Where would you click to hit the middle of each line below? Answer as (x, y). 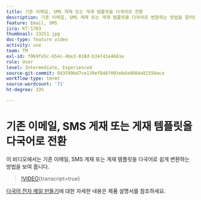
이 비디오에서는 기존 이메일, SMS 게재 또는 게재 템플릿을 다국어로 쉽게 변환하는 (98, 159)
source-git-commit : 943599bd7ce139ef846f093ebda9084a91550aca (85, 73)
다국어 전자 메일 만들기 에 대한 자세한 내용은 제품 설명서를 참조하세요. (86, 191)
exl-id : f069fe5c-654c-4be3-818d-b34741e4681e (65, 56)
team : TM (17, 51)
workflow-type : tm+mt (33, 78)
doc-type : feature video (37, 40)
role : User (20, 62)
